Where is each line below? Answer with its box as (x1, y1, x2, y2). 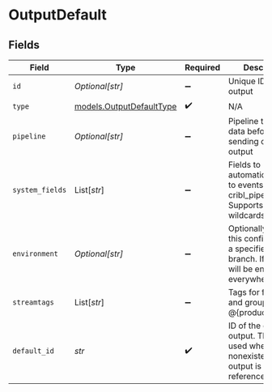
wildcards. (227, 210, 268, 220)
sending (227, 136, 259, 147)
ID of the (227, 320, 261, 331)
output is (227, 360, 261, 372)
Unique (227, 75, 257, 87)
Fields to (227, 160, 261, 170)
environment (12, 249, 59, 258)
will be (227, 263, 253, 275)
